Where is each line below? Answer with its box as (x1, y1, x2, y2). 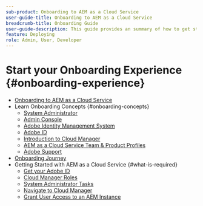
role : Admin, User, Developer (5, 37, 82, 43)
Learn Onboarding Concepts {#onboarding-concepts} (14, 103, 150, 110)
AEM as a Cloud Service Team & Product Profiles (23, 141, 146, 149)
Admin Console (23, 115, 62, 123)
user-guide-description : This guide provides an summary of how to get (5, 26, 190, 32)
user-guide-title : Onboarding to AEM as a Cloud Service (5, 15, 153, 21)
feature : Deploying (5, 32, 55, 38)
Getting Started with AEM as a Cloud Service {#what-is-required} (14, 160, 178, 168)
